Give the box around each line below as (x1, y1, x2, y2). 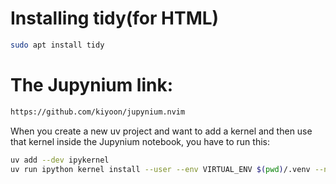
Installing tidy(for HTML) (10, 7, 220, 30)
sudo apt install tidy (10, 40, 105, 50)
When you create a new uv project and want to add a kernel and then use (10, 125, 313, 137)
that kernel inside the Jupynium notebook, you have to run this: (10, 135, 270, 147)
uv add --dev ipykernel (10, 155, 110, 165)
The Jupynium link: (10, 74, 174, 96)
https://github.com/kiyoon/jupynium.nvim (10, 107, 186, 117)
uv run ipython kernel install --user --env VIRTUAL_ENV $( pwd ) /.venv (10, 164, 311, 174)
